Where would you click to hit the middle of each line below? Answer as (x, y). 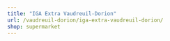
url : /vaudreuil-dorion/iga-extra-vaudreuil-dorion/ (85, 20)
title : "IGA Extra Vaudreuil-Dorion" (62, 14)
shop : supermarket (34, 26)
